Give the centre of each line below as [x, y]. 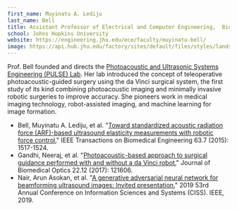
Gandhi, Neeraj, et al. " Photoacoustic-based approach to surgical [113, 155]
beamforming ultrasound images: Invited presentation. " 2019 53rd [113, 185]
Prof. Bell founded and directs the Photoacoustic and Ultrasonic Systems [113, 67]
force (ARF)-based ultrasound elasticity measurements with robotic [115, 132]
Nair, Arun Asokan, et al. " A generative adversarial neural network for [118, 178]
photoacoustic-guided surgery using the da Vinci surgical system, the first [115, 81]
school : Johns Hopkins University [58, 33]
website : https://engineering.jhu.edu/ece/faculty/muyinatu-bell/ [107, 40]
